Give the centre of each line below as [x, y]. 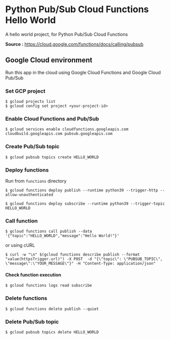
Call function [22, 221]
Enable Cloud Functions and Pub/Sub [52, 119]
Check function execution [33, 275]
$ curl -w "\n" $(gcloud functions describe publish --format [73, 255]
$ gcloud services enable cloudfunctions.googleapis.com [67, 129]
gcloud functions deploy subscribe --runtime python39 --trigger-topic [88, 204]
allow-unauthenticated [29, 194]
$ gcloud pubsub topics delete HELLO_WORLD [52, 332]
